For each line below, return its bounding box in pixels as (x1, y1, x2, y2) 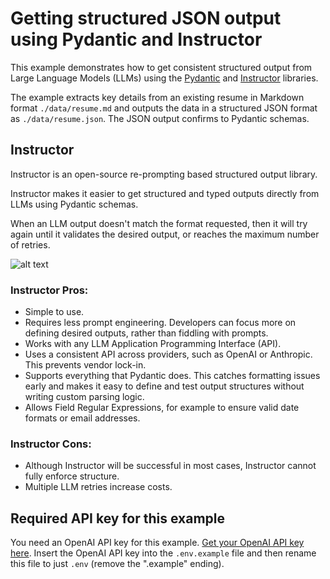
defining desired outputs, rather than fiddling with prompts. (24, 327, 269, 339)
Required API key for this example (10, 510, 225, 527)
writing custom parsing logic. (24, 391, 145, 403)
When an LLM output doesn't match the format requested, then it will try (10, 217, 308, 229)
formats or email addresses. (24, 412, 141, 424)
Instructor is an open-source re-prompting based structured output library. (10, 168, 318, 180)
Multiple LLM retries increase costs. (24, 481, 173, 493)
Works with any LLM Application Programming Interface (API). (24, 338, 282, 350)
